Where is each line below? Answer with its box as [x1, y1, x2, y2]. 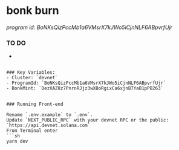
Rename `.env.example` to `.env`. [6, 112, 94, 118]
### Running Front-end [6, 101, 63, 108]
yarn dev [6, 139, 28, 145]
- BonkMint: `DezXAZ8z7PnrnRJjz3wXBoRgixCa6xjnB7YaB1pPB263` [6, 85, 164, 91]
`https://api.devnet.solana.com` [6, 122, 91, 129]
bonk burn [6, 4, 59, 18]
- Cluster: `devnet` [6, 75, 59, 81]
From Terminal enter [6, 128, 59, 134]
